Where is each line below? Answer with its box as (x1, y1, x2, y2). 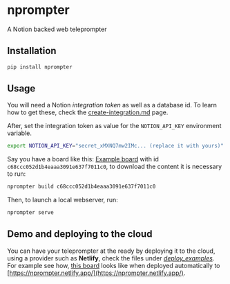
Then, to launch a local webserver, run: (7, 196, 119, 204)
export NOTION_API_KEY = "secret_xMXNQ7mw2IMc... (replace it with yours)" (7, 143, 224, 150)
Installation (7, 45, 57, 57)
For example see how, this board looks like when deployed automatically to (7, 261, 220, 269)
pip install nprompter (7, 63, 73, 71)
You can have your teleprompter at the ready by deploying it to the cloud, (7, 247, 215, 255)
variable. (7, 129, 32, 137)
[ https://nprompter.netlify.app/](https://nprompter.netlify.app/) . (7, 269, 186, 277)
